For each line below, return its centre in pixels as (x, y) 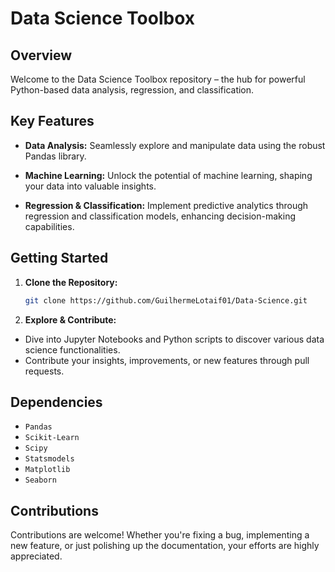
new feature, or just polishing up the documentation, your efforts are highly (165, 546)
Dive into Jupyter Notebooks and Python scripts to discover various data (174, 339)
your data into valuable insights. (90, 186)
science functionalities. (72, 349)
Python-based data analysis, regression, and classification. (132, 90)
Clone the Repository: (71, 282)
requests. (44, 371)
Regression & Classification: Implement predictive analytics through (166, 205)
